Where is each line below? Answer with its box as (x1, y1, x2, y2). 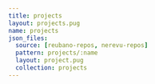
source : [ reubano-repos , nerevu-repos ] (15, 42, 149, 50)
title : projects (8, 11, 62, 20)
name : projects (8, 26, 59, 34)
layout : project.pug (15, 57, 84, 65)
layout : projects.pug (8, 19, 81, 27)
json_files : (8, 34, 48, 42)
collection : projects (15, 64, 88, 72)
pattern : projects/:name (15, 49, 98, 57)
